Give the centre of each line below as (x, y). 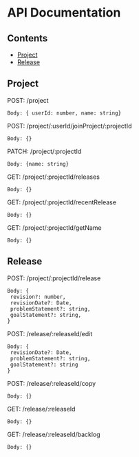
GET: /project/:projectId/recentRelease (62, 202)
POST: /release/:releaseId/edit (50, 333)
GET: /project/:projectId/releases (53, 177)
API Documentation (64, 13)
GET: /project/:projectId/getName (54, 227)
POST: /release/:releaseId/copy (52, 383)
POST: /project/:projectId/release (54, 278)
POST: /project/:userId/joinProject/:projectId (69, 126)
